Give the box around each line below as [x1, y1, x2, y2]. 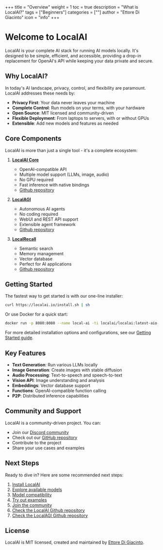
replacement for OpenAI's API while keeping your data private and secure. [5, 58, 154, 64]
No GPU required [19, 176, 54, 182]
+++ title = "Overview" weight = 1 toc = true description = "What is [5, 4, 138, 10]
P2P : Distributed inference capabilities [12, 393, 89, 398]
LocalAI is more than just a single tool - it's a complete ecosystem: [5, 147, 138, 153]
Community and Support [5, 407, 81, 416]
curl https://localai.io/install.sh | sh [5, 303, 90, 307]
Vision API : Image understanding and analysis [12, 377, 105, 383]
